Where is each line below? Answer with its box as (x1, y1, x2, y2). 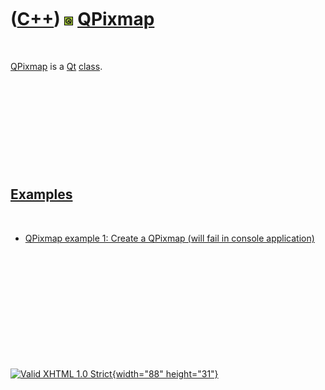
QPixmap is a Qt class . (10, 60, 103, 72)
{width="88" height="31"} (111, 367, 219, 380)
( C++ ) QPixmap (10, 8, 155, 31)
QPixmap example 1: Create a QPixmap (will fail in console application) (24, 232, 315, 244)
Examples (10, 186, 73, 203)
